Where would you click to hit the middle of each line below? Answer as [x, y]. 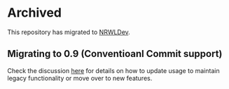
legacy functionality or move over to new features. [80, 78]
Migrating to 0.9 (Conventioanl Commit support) [115, 54]
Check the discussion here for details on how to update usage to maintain [113, 70]
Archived [34, 13]
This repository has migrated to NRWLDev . [69, 32]
